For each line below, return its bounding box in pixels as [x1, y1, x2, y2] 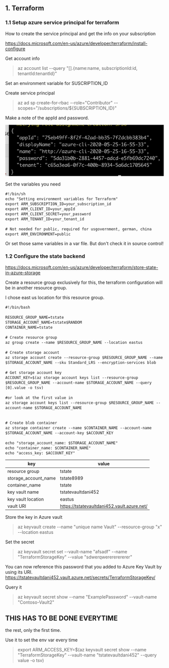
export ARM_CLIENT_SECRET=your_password [5, 211, 92, 217]
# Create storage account [5, 350, 59, 355]
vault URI [7, 503, 27, 509]
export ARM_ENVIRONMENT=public [5, 231, 71, 237]
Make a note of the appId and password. [5, 115, 89, 121]
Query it [5, 584, 22, 590]
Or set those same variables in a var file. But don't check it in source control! [5, 240, 164, 246]
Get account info [5, 55, 40, 61]
